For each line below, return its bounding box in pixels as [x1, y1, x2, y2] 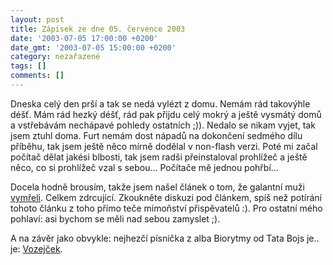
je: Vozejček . [10, 242, 63, 255]
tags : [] [10, 61, 47, 71]
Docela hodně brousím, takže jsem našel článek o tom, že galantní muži [10, 181, 305, 193]
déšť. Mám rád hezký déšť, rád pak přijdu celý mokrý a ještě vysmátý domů [10, 108, 322, 120]
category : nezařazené [10, 52, 101, 62]
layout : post [10, 14, 65, 25]
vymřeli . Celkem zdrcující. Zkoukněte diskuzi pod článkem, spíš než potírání [10, 191, 322, 203]
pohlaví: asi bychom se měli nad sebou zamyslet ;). [10, 212, 221, 225]
